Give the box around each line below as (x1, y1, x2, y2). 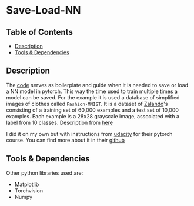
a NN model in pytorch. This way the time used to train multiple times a (6, 88, 178, 95)
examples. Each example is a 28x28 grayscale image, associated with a (6, 112, 180, 119)
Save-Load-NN (6, 4, 81, 17)
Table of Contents (6, 27, 73, 37)
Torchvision (14, 187, 43, 194)
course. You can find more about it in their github (6, 137, 125, 144)
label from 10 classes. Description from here (6, 119, 113, 126)
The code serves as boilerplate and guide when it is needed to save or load (6, 81, 189, 88)
